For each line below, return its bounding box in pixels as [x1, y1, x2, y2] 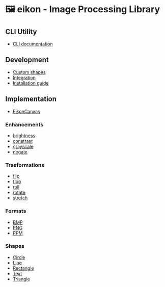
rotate [12, 189, 25, 196]
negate [12, 148, 28, 155]
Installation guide [12, 80, 49, 86]
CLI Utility [5, 27, 37, 36]
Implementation [5, 95, 57, 103]
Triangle [12, 276, 31, 282]
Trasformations [5, 161, 45, 168]
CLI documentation [12, 41, 53, 47]
